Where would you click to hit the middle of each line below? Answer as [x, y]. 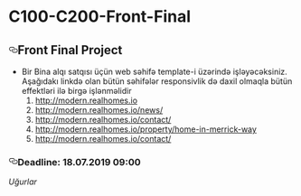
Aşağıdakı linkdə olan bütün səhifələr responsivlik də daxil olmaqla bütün [157, 81]
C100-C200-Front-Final [100, 17]
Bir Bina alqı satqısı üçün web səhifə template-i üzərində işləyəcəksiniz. [155, 71]
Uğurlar [23, 182]
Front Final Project [70, 50]
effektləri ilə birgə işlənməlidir [76, 91]
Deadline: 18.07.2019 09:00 [79, 162]
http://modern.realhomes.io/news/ [99, 110]
